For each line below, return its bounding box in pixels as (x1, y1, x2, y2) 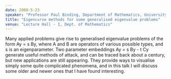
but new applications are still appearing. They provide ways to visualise (5, 57, 155, 64)
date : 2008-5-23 (5, 7, 40, 13)
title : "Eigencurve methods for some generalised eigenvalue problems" (5, 17, 160, 22)
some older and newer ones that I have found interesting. (5, 68, 125, 74)
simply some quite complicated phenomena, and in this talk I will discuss (5, 63, 158, 69)
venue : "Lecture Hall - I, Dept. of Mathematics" (5, 21, 113, 27)
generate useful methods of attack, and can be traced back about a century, (5, 52, 165, 58)
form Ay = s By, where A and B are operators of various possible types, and (5, 41, 164, 47)
